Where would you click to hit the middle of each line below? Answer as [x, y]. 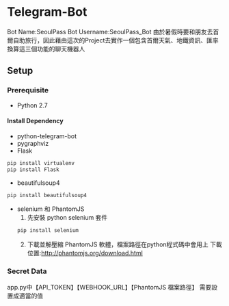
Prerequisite [28, 90]
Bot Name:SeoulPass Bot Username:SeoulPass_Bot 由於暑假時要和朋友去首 [113, 31]
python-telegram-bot [47, 136]
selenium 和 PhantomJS [51, 209]
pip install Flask [33, 169]
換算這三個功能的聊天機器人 [46, 49]
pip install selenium [48, 231]
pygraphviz [33, 143]
